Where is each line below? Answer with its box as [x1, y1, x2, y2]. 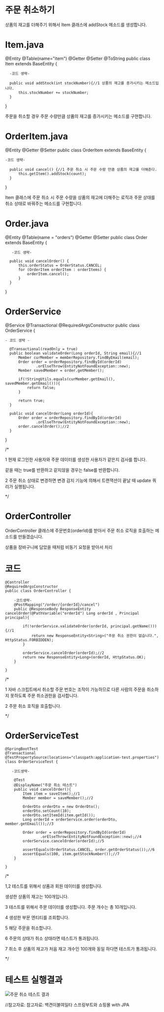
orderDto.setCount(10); [23, 808, 71, 813]
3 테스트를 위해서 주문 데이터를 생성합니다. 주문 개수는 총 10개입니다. [5, 904, 137, 910]
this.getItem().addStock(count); [18, 171, 87, 176]
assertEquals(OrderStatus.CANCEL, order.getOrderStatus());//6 [23, 847, 155, 852]
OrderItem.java [5, 131, 68, 142]
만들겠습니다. [18, 534, 43, 539]
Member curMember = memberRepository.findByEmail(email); [18, 355, 139, 360]
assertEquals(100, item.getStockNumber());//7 [23, 851, 120, 856]
